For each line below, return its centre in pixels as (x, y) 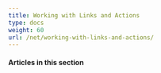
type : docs (26, 23)
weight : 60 (26, 30)
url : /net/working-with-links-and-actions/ (81, 37)
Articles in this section (46, 62)
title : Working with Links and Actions (74, 15)
